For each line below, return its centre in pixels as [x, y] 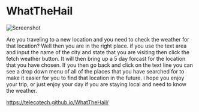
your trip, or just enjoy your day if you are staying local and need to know [97, 84]
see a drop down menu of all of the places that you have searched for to [95, 71]
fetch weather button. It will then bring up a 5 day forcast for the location [96, 58]
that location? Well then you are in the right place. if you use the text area [97, 46]
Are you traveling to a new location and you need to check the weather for [98, 39]
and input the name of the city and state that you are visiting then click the [98, 52]
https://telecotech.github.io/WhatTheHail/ [58, 102]
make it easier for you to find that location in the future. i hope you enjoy [95, 78]
